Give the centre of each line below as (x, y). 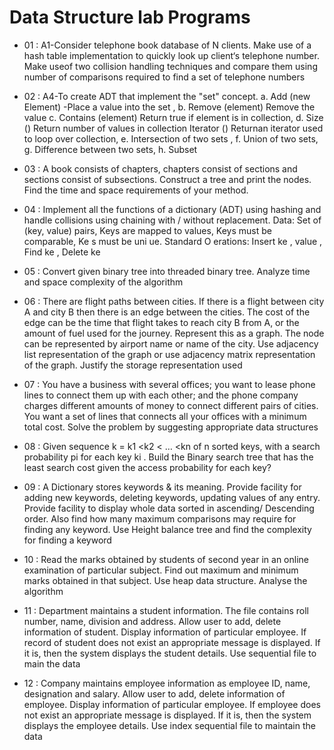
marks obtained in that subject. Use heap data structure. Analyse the (165, 580)
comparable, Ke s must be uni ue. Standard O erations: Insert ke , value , (173, 241)
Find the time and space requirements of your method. (136, 190)
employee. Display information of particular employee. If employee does (172, 704)
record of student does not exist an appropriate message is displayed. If (172, 642)
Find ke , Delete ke (62, 252)
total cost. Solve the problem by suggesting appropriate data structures (171, 427)
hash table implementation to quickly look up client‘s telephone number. (171, 55)
